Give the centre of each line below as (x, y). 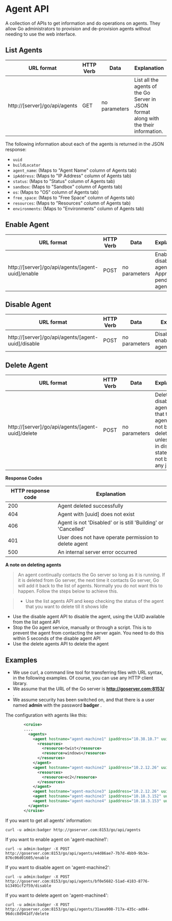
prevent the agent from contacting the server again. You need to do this (88, 633)
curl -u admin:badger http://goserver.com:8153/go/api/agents (73, 830)
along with (147, 118)
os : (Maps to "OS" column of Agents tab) (56, 192)
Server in (145, 99)
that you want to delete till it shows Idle (67, 606)
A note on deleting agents (33, 565)
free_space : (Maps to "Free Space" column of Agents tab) (73, 197)
